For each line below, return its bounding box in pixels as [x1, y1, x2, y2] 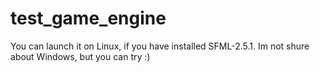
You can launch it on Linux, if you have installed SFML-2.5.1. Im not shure [10, 40, 310, 52]
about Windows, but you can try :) [10, 50, 151, 62]
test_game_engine [10, 7, 167, 30]
